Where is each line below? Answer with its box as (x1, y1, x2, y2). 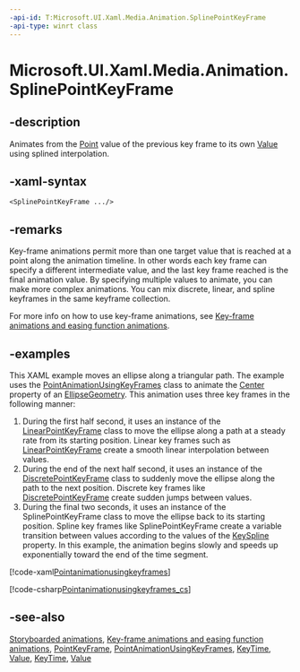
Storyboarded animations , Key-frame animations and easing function (9, 633, 264, 644)
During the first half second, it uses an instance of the (21, 416, 221, 426)
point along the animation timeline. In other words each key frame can (9, 255, 267, 266)
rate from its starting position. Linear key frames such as (21, 435, 231, 445)
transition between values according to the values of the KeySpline (21, 530, 270, 540)
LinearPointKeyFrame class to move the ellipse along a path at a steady (21, 425, 287, 435)
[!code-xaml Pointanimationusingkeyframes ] (9, 566, 171, 577)
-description (9, 115, 81, 130)
